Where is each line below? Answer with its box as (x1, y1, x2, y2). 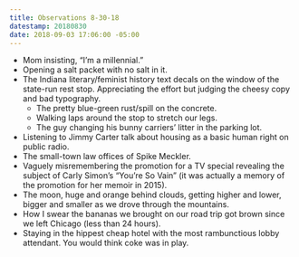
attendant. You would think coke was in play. (22, 237, 189, 249)
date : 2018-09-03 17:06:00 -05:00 (9, 30, 140, 39)
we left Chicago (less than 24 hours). (22, 218, 161, 229)
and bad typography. (22, 93, 101, 104)
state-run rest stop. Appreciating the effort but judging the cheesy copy (22, 83, 291, 95)
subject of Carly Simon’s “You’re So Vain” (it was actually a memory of (22, 170, 285, 181)
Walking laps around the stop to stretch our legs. (35, 112, 218, 123)
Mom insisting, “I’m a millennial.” (22, 55, 144, 66)
